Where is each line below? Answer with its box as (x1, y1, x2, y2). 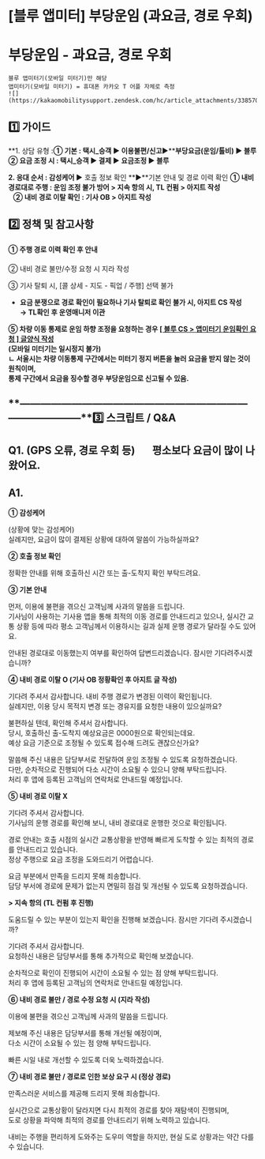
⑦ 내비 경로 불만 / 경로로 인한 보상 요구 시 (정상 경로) (8, 1072, 171, 1082)
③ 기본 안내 (8, 585, 47, 595)
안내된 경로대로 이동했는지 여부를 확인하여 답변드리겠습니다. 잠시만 (8, 649, 213, 658)
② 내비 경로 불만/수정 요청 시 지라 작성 (8, 264, 130, 273)
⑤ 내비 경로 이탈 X (8, 792, 69, 801)
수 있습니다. (8, 1142, 45, 1152)
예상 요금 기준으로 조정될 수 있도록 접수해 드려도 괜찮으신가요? (8, 738, 200, 747)
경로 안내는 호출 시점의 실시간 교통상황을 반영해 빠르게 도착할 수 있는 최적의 (8, 835, 240, 845)
